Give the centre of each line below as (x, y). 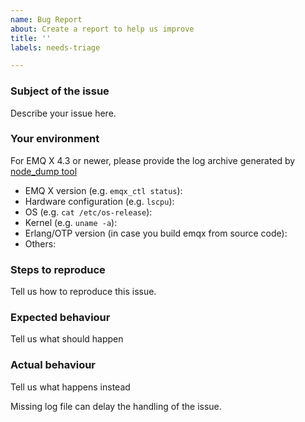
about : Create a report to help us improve (102, 29)
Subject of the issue (60, 91)
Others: (40, 243)
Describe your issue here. (63, 113)
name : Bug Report (46, 19)
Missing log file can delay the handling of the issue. (116, 406)
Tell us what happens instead (70, 387)
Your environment (55, 139)
